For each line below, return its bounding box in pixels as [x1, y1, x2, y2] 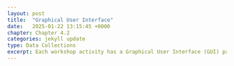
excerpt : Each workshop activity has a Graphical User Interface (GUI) [7, 49, 219, 56]
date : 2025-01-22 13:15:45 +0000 [7, 23, 111, 30]
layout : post [7, 10, 45, 17]
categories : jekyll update [7, 36, 86, 43]
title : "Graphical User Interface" [7, 16, 114, 23]
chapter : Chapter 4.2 [7, 29, 70, 36]
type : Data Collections [7, 42, 77, 49]
